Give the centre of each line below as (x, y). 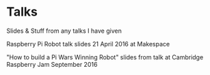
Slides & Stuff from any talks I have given (64, 31)
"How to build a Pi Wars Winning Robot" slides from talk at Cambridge (105, 57)
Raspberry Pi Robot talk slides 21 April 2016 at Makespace (88, 44)
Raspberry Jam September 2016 (52, 64)
